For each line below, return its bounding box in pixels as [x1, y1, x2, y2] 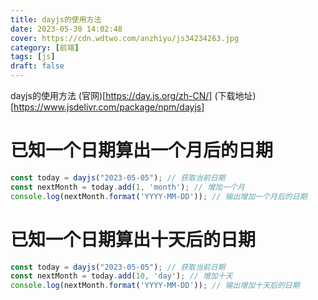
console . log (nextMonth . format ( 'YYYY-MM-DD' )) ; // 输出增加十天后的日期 [10, 281, 300, 291]
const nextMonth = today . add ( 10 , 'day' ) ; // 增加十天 [10, 271, 233, 281]
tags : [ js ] [10, 52, 56, 62]
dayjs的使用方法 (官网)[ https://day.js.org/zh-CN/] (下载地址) [10, 90, 257, 101]
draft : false [10, 61, 65, 71]
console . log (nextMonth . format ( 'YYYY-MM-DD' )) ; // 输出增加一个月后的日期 [10, 191, 308, 201]
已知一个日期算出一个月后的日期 [10, 139, 274, 162]
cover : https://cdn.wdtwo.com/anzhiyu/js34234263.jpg [10, 33, 240, 43]
